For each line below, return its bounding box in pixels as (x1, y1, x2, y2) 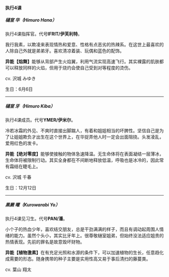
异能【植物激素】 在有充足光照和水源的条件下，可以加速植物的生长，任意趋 (5, 249, 159, 255)
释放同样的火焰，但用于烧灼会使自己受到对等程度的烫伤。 (14, 64, 133, 70)
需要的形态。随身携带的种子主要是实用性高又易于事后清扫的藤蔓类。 (9, 255, 151, 261)
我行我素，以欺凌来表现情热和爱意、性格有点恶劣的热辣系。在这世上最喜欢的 (5, 41, 164, 47)
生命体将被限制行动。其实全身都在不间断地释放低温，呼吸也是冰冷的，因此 (5, 157, 159, 163)
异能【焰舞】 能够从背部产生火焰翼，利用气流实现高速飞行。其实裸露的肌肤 (5, 58, 159, 64)
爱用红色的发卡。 (5, 140, 41, 146)
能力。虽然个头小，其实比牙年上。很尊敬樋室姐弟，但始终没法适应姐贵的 (14, 232, 164, 238)
